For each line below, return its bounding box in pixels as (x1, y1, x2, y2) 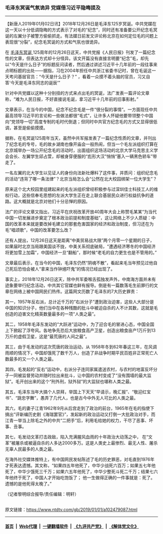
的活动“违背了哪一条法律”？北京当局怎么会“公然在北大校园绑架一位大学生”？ (5, 176, 157, 182)
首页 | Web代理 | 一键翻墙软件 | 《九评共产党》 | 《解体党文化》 (5, 523, 139, 529)
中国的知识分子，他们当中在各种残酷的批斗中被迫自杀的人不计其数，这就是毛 (5, 305, 158, 311)
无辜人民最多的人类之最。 (5, 446, 56, 452)
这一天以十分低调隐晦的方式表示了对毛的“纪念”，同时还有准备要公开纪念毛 (5, 27, 154, 33)
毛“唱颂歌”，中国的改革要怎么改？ (5, 227, 73, 233)
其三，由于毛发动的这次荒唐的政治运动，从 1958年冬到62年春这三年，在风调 (5, 344, 157, 350)
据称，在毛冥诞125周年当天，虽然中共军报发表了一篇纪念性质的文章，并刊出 (5, 135, 157, 141)
